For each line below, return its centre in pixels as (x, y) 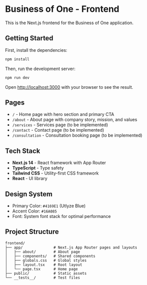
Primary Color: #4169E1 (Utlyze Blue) (49, 206)
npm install (17, 59)
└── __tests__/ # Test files (43, 278)
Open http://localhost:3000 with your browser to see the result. (69, 87)
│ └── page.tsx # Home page (42, 269)
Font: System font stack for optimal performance (61, 216)
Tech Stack (23, 151)
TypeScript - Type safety (38, 168)
